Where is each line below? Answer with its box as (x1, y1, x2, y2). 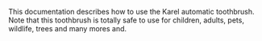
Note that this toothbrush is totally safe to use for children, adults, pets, (8, 15, 244, 25)
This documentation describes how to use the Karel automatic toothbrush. (8, 7, 256, 16)
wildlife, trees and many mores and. (8, 24, 127, 33)
